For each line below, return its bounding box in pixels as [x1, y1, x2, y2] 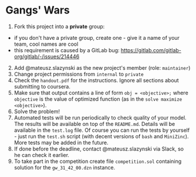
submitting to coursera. [13, 83, 71, 90]
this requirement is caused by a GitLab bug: [13, 46, 120, 53]
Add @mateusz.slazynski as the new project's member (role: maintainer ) [13, 64, 191, 71]
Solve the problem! [13, 108, 60, 115]
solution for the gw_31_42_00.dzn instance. [13, 164, 116, 171]
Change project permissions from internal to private [13, 70, 144, 77]
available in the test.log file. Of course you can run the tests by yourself [13, 127, 190, 134]
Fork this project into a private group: [13, 23, 105, 30]
